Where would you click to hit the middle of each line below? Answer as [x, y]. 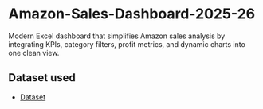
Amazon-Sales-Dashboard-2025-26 [132, 14]
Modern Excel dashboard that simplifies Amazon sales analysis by [117, 36]
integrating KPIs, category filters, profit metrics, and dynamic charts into [127, 44]
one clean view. [34, 53]
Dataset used [42, 78]
